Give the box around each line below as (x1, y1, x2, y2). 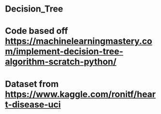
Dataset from (5, 78, 59, 89)
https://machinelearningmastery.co (5, 36, 152, 47)
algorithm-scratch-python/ (5, 57, 117, 67)
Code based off (5, 26, 68, 37)
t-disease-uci (5, 99, 61, 110)
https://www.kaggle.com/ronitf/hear (5, 88, 156, 100)
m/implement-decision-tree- (5, 46, 123, 57)
